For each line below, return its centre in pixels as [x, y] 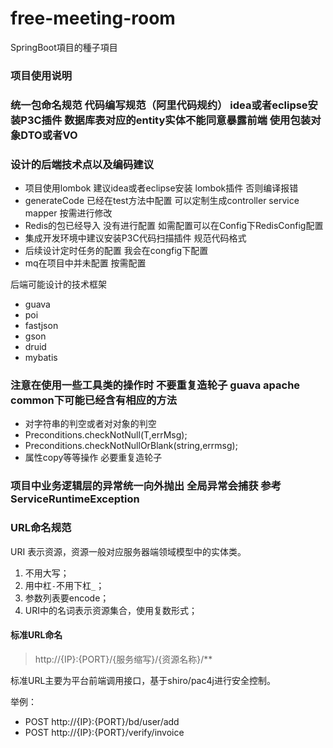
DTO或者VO [49, 135]
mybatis [41, 358]
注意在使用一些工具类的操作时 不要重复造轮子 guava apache [155, 385]
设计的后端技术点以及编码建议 [82, 164]
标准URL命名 [36, 635]
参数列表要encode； [67, 598]
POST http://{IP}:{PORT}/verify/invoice [104, 732]
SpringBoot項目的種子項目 [64, 47]
